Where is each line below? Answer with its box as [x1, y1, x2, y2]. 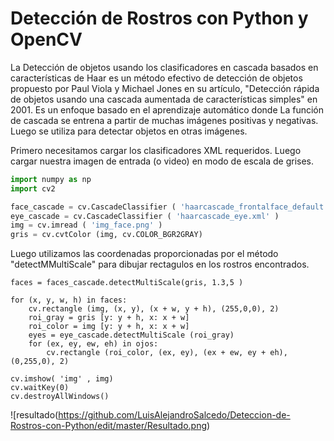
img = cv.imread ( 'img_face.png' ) [10, 220, 163, 231]
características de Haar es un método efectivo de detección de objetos [10, 72, 303, 84]
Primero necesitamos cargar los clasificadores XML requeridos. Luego [10, 144, 302, 156]
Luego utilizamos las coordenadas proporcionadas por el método [10, 248, 279, 260]
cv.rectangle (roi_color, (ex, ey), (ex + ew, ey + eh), [46, 348, 288, 358]
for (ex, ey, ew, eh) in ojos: [28, 339, 159, 349]
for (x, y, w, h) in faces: [10, 295, 128, 306]
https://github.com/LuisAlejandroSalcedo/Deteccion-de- [58, 409, 291, 421]
